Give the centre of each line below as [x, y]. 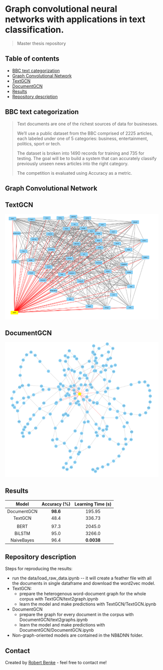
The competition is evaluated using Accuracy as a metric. [74, 173]
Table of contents [32, 59]
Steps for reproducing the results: [39, 569]
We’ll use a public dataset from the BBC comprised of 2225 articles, [85, 133]
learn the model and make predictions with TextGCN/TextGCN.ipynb [88, 604]
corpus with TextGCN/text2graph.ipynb [59, 599]
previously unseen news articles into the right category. [73, 163]
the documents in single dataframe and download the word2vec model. [84, 583]
